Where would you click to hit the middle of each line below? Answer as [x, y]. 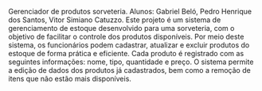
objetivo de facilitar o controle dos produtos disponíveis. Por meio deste [126, 36]
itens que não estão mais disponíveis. [70, 79]
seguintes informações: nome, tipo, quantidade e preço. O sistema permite [131, 62]
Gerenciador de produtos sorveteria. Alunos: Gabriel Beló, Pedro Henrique [130, 11]
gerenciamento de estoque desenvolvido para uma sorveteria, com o [121, 28]
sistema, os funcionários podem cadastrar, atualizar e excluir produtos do [129, 45]
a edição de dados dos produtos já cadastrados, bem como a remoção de [129, 70]
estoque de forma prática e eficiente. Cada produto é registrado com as [126, 53]
